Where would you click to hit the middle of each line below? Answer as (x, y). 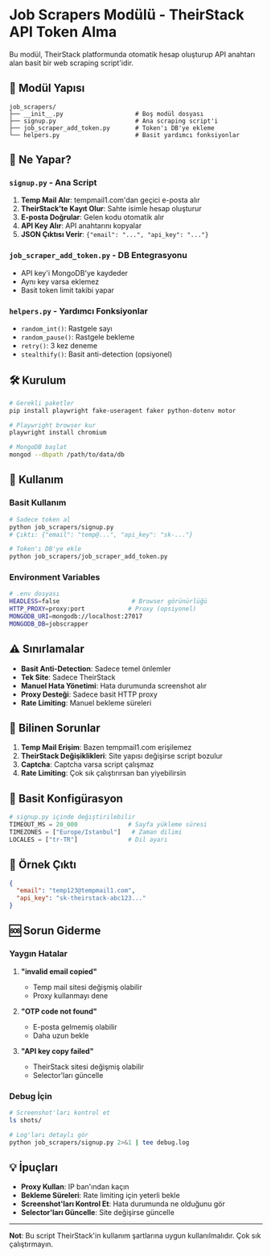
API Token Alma (63, 32)
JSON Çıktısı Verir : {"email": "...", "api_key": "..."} (115, 235)
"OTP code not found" (59, 1011)
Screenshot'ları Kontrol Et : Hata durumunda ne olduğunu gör (123, 1204)
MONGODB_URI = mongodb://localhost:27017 (76, 617)
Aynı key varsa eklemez (60, 281)
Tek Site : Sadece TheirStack (68, 677)
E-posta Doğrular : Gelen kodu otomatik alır (92, 217)
